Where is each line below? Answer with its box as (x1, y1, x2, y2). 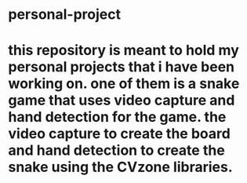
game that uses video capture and (8, 92, 235, 109)
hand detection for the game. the (8, 108, 227, 126)
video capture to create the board (8, 125, 231, 143)
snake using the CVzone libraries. (8, 159, 233, 176)
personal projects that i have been (8, 58, 235, 76)
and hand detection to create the (8, 141, 225, 159)
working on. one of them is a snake (8, 75, 240, 93)
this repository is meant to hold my (8, 42, 239, 60)
